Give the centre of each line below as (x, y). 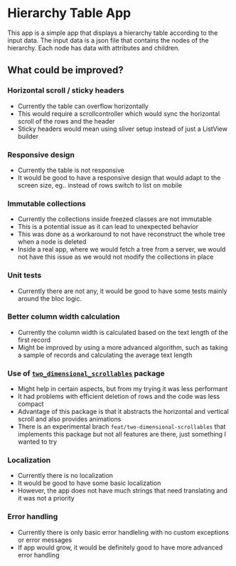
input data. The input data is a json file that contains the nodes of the (108, 40)
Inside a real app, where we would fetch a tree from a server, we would (122, 250)
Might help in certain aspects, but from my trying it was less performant (123, 389)
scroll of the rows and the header (66, 121)
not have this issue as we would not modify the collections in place (116, 257)
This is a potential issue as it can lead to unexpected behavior (108, 227)
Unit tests (25, 275)
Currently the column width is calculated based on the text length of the (123, 332)
